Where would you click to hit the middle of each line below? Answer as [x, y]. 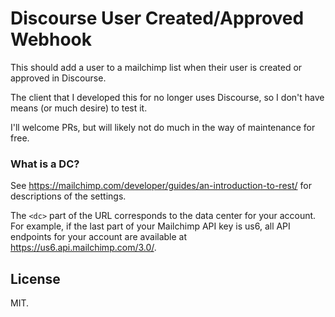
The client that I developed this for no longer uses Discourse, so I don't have [167, 97]
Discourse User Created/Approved [157, 18]
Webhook [51, 39]
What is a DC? [45, 164]
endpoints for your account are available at [99, 237]
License [35, 278]
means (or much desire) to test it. [79, 108]
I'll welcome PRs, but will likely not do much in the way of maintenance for [163, 127]
